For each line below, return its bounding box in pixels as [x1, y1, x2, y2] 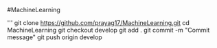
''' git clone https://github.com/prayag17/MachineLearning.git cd [7, 19, 190, 26]
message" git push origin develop [7, 33, 102, 41]
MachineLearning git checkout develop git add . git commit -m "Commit [7, 26, 210, 34]
